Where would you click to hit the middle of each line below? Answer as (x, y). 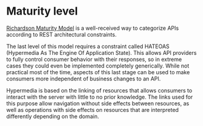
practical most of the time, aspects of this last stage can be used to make (98, 72)
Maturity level (42, 11)
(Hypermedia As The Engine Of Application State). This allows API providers (101, 52)
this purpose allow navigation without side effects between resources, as (98, 103)
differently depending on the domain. (53, 116)
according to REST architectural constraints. (61, 34)
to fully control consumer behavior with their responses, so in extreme (94, 59)
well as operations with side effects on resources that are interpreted (93, 110)
